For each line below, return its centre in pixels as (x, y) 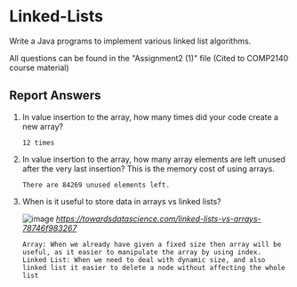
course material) (39, 68)
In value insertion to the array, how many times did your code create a (150, 116)
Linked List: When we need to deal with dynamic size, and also (144, 259)
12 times (38, 143)
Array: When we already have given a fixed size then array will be (152, 244)
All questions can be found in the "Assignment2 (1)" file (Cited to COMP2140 (149, 58)
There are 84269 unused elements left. (96, 185)
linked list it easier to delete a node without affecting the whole (154, 267)
